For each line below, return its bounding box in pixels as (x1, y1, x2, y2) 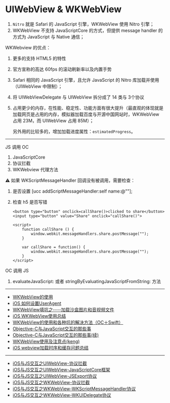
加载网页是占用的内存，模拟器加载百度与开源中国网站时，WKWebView (12, 111, 159, 117)
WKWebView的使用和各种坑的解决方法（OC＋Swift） (12, 319, 123, 325)
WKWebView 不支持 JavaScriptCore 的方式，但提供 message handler (12, 27, 157, 34)
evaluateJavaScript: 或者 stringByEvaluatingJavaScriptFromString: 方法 (12, 278, 161, 284)
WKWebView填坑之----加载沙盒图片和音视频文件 (12, 306, 115, 313)
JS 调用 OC (5, 144, 29, 150)
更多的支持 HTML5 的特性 (12, 55, 66, 61)
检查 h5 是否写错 (12, 199, 48, 205)
